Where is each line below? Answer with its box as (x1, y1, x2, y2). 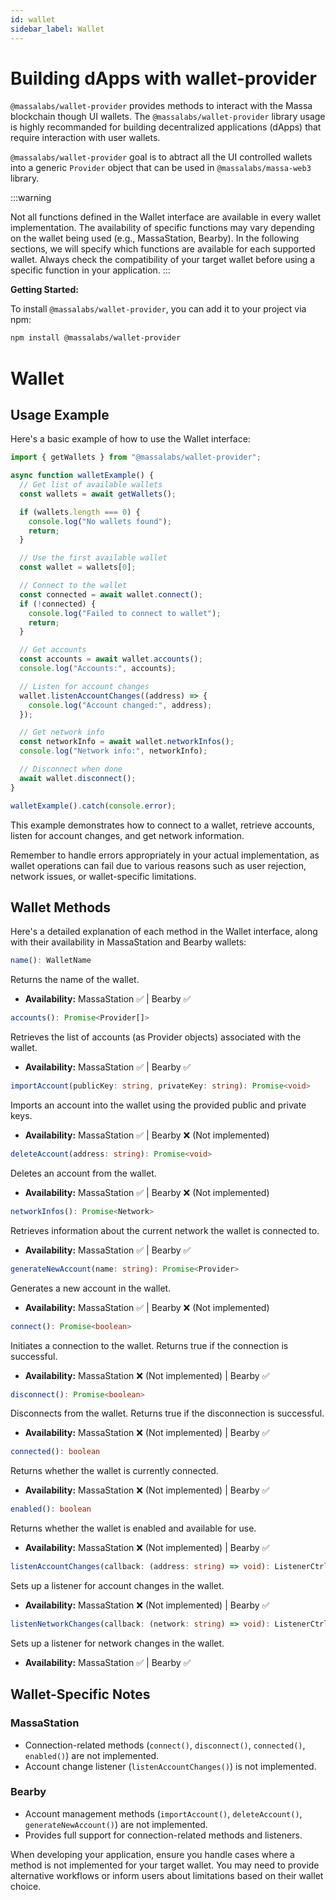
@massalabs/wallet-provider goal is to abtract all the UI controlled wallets (10, 151, 313, 163)
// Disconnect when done (19, 764, 123, 775)
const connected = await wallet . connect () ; (19, 589, 203, 600)
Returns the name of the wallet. (10, 974, 140, 986)
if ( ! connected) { (19, 599, 97, 609)
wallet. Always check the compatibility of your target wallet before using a (10, 254, 316, 266)
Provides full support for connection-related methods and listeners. (24, 1829, 303, 1841)
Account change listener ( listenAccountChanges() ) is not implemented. (24, 1760, 317, 1772)
